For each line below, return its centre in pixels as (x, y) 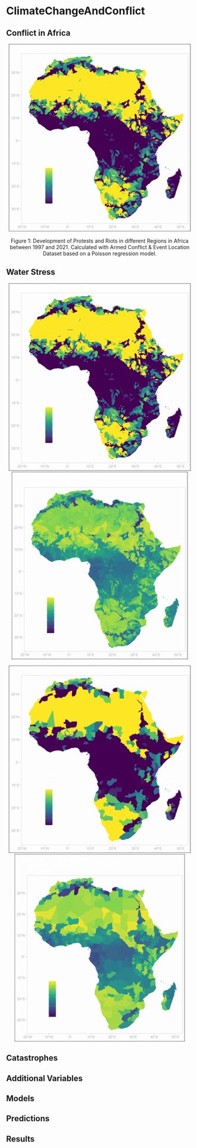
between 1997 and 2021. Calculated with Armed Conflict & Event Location (100, 247)
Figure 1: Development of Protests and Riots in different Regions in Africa (100, 241)
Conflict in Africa (38, 33)
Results (20, 1139)
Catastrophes (32, 1058)
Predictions (28, 1119)
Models (20, 1098)
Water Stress (31, 272)
